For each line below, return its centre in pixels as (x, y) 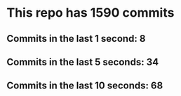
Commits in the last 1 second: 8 (76, 39)
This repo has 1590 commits (90, 13)
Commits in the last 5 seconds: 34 (83, 62)
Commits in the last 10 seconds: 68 (85, 86)
